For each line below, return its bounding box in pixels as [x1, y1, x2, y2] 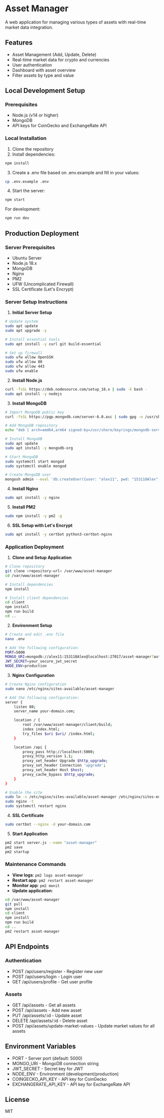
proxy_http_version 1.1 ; [22, 754, 73, 759]
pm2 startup [5, 849, 29, 854]
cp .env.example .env [5, 179, 49, 184]
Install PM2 [12, 504, 36, 510]
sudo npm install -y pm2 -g [5, 513, 62, 519]
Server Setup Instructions [5, 298, 68, 305]
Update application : [12, 887, 53, 893]
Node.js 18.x [12, 260, 37, 266]
